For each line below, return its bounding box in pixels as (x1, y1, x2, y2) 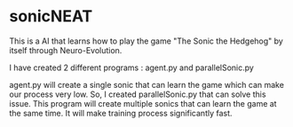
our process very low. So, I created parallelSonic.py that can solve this (9, 89, 266, 99)
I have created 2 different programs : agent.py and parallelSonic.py (9, 62, 255, 73)
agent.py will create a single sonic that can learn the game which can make (9, 79, 284, 90)
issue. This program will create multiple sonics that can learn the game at (9, 98, 277, 108)
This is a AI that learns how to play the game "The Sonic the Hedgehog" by (9, 36, 284, 46)
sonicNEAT (9, 6, 93, 27)
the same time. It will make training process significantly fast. (9, 107, 233, 118)
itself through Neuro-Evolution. (9, 44, 123, 55)
